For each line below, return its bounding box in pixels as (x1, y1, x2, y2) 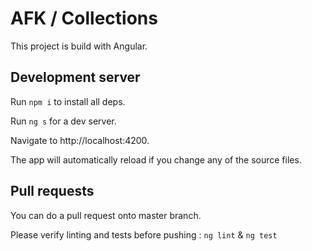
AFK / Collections (10, 7, 158, 30)
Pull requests (10, 183, 95, 200)
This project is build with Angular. (10, 40, 148, 52)
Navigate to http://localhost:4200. (10, 134, 150, 146)
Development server (10, 69, 141, 86)
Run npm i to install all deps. (10, 95, 126, 107)
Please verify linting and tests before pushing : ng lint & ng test (10, 228, 278, 241)
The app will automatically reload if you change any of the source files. (10, 153, 302, 166)
